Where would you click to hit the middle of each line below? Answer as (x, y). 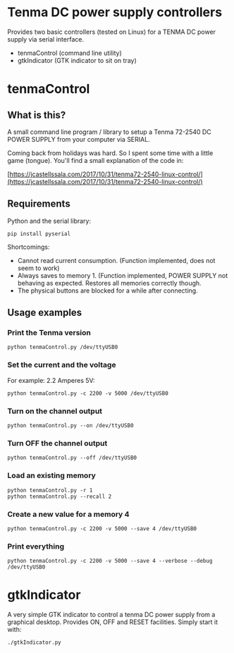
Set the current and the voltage (62, 365)
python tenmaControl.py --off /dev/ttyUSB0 (72, 458)
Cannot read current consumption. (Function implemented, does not (116, 260)
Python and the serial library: (49, 221)
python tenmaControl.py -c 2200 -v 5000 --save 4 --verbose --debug (110, 561)
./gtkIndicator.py (34, 642)
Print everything (36, 546)
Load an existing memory (52, 475)
